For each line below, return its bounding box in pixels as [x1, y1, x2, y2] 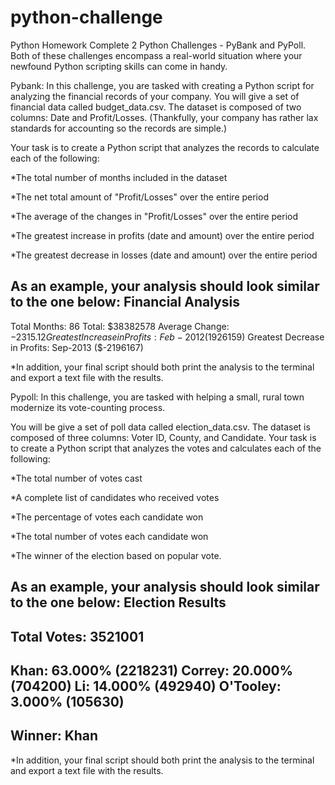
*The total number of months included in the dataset [10, 171, 228, 183]
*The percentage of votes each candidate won [10, 511, 204, 523]
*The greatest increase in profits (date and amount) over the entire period [10, 229, 315, 241]
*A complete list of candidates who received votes [10, 491, 220, 503]
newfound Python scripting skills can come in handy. [10, 60, 228, 72]
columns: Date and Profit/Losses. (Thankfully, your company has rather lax [10, 111, 319, 123]
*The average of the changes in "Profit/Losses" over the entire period [10, 210, 299, 222]
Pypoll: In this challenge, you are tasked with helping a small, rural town [10, 391, 305, 403]
